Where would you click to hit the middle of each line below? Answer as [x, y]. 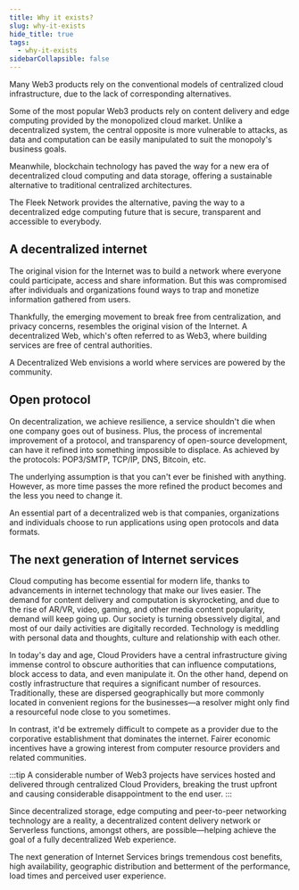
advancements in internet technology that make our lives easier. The [135, 590]
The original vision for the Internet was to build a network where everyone [145, 271]
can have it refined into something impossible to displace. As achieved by [144, 449]
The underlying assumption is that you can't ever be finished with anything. [148, 476]
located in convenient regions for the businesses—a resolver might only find [149, 703]
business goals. [38, 149]
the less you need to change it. [66, 495]
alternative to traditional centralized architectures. [101, 185]
